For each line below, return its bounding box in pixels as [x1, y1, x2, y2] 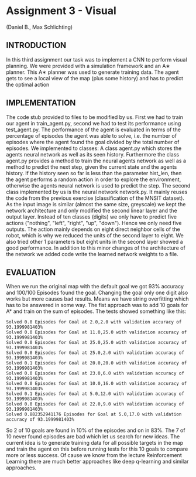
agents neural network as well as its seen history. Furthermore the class [6, 151, 180, 158]
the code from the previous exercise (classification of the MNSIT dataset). [6, 195, 184, 202]
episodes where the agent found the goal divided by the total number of [6, 138, 180, 145]
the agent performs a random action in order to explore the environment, [6, 176, 181, 183]
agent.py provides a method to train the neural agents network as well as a [6, 157, 186, 164]
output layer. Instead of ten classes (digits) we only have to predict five [6, 213, 177, 220]
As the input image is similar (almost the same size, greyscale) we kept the [6, 200, 186, 207]
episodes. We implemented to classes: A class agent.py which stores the [6, 145, 182, 152]
